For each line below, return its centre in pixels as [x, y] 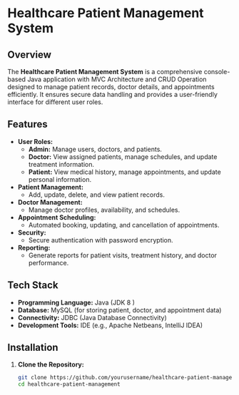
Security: [32, 232]
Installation [33, 348]
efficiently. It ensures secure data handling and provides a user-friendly [112, 94]
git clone [32, 378]
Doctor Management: [50, 202]
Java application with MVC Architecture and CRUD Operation [117, 79]
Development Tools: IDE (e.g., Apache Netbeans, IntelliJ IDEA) [110, 325]
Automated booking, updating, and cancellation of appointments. [124, 225]
